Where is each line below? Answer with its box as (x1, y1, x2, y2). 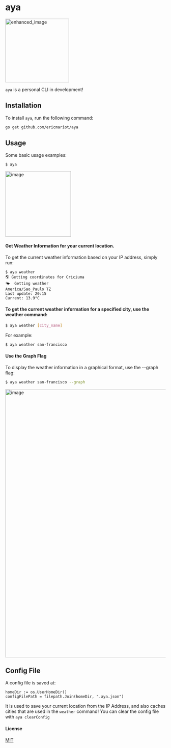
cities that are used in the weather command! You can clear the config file (5, 708, 159, 714)
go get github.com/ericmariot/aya (5, 124, 79, 130)
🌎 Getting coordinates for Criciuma (5, 274, 85, 280)
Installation (5, 101, 42, 110)
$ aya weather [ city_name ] (5, 323, 63, 328)
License (5, 726, 23, 732)
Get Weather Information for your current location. (5, 243, 115, 249)
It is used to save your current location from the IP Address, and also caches (5, 703, 166, 709)
